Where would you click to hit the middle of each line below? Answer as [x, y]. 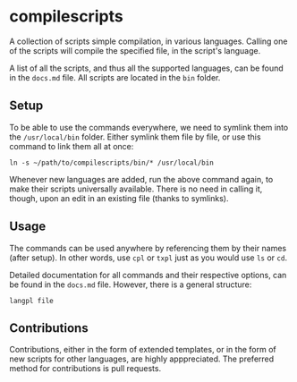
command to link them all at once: [72, 146]
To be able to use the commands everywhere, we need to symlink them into [149, 127]
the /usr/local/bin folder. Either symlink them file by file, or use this [135, 137]
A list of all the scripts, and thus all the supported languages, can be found [146, 68]
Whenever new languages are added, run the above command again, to [141, 179]
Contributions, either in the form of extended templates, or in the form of [143, 350]
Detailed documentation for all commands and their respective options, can [148, 275]
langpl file [31, 301]
